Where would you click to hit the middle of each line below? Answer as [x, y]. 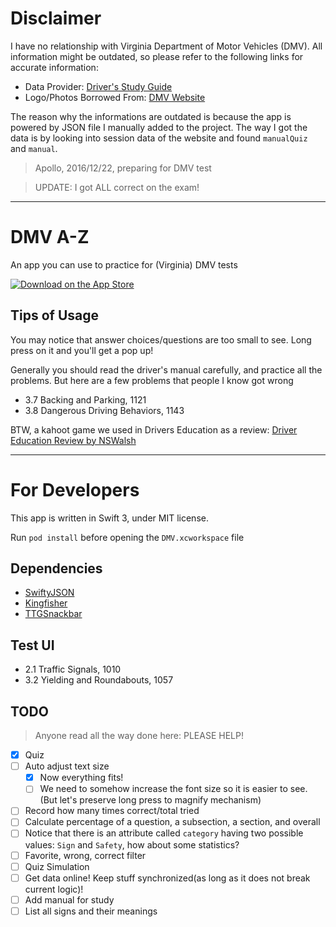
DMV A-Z [50, 237]
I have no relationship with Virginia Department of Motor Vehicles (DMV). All [166, 46]
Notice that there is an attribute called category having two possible [164, 833]
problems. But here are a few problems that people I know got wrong [152, 380]
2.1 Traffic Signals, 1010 [73, 669]
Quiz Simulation [57, 866]
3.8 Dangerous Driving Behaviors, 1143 [104, 410]
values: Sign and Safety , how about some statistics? [132, 844]
